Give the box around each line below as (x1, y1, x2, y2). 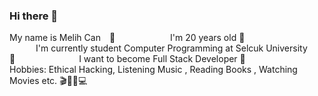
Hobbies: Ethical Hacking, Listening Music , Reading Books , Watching (9, 64, 298, 76)
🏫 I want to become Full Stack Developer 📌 (9, 53, 246, 65)
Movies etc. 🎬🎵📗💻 (9, 75, 88, 87)
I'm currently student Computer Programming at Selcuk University (35, 42, 308, 54)
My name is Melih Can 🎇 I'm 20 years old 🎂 (9, 32, 246, 44)
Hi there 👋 (9, 9, 59, 23)
